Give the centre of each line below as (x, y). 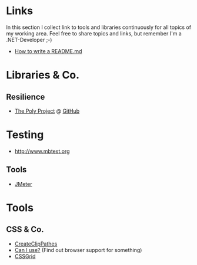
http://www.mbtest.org (42, 151)
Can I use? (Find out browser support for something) (78, 250)
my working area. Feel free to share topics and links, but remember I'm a (94, 33)
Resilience (26, 96)
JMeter (23, 184)
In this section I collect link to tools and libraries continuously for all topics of (99, 27)
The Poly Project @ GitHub (47, 111)
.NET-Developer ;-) (29, 40)
